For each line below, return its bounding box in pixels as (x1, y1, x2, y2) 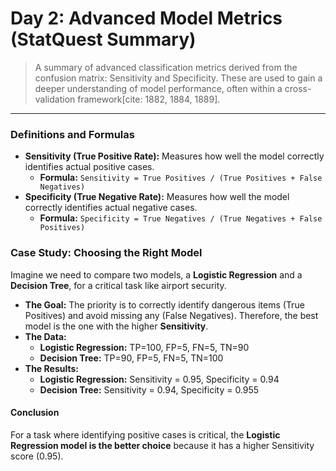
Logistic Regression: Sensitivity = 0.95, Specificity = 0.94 (39, 373, 280, 385)
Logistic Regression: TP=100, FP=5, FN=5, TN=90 (39, 341, 250, 353)
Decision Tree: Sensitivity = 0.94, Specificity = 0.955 (39, 383, 260, 396)
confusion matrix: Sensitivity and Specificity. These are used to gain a (34, 72, 323, 84)
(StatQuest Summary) (10, 28, 197, 51)
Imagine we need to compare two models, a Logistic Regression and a (10, 268, 303, 281)
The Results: (24, 362, 79, 374)
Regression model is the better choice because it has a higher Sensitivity (10, 439, 315, 451)
